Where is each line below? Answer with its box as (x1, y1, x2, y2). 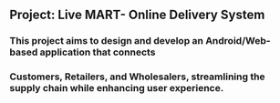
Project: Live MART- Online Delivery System (9, 7, 265, 23)
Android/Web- (204, 35, 271, 47)
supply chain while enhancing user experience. (9, 82, 224, 95)
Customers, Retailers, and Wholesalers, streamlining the (9, 70, 266, 83)
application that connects (39, 46, 156, 58)
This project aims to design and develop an (9, 35, 203, 47)
